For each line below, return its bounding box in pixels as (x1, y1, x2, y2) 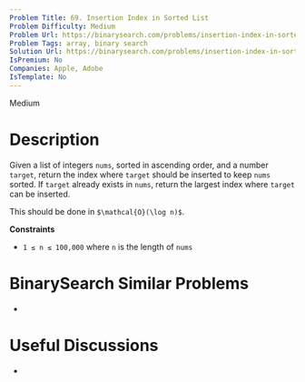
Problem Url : (9, 30, 59, 39)
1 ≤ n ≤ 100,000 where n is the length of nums (22, 241, 193, 252)
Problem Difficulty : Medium (9, 22, 116, 31)
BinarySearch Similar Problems (9, 273, 250, 294)
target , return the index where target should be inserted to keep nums (9, 169, 271, 180)
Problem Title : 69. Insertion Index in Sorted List (9, 13, 209, 23)
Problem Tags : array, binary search (9, 38, 148, 48)
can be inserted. (9, 188, 71, 199)
